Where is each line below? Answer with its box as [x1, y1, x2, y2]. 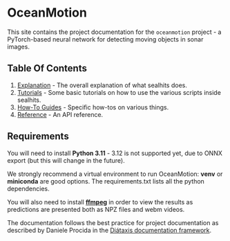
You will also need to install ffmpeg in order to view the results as [7, 197, 193, 206]
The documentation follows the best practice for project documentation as [7, 218, 219, 226]
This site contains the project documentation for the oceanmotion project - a [7, 28, 222, 36]
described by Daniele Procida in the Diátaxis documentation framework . [7, 226, 212, 234]
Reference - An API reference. [17, 110, 104, 118]
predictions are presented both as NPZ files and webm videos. [7, 205, 185, 213]
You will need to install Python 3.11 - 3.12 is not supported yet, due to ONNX [7, 149, 222, 157]
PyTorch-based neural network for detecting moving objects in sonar [7, 35, 204, 43]
